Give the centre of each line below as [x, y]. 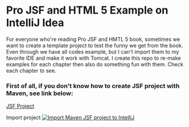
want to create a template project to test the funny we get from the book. [95, 45]
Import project [24, 118]
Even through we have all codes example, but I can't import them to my [93, 51]
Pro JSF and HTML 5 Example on [87, 10]
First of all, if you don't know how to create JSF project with [93, 86]
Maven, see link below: [40, 93]
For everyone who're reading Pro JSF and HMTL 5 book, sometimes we [93, 39]
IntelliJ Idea [35, 23]
